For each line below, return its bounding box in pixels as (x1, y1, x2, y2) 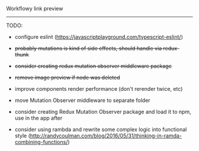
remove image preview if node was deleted (14, 74, 120, 81)
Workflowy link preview (6, 5, 63, 12)
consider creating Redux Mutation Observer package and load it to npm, (14, 109, 191, 115)
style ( (14, 132, 31, 139)
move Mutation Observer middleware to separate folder (14, 97, 150, 104)
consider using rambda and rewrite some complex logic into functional (14, 126, 187, 133)
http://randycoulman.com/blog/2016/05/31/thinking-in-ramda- (30, 132, 182, 139)
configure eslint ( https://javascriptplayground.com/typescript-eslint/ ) (14, 34, 184, 40)
